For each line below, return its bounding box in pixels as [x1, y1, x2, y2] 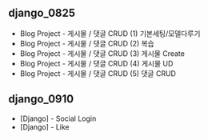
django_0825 [8, 6, 76, 20]
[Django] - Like [19, 122, 70, 131]
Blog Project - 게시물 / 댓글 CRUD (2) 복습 [19, 38, 154, 48]
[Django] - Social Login [19, 114, 97, 123]
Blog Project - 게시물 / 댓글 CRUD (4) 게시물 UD [19, 58, 174, 68]
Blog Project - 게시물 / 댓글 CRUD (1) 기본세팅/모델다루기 [19, 28, 201, 38]
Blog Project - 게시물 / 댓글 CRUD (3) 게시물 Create [19, 48, 186, 58]
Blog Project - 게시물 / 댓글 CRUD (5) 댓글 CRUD [19, 68, 176, 78]
